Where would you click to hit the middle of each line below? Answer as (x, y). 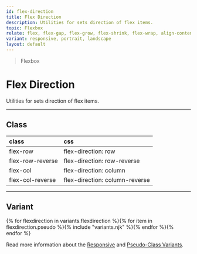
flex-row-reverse (33, 161)
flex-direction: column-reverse (107, 180)
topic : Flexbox (25, 28)
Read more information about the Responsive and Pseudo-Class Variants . (95, 245)
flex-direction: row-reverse (102, 161)
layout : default (26, 45)
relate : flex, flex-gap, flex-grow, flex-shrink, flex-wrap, (82, 33)
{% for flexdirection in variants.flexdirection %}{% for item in (79, 221)
